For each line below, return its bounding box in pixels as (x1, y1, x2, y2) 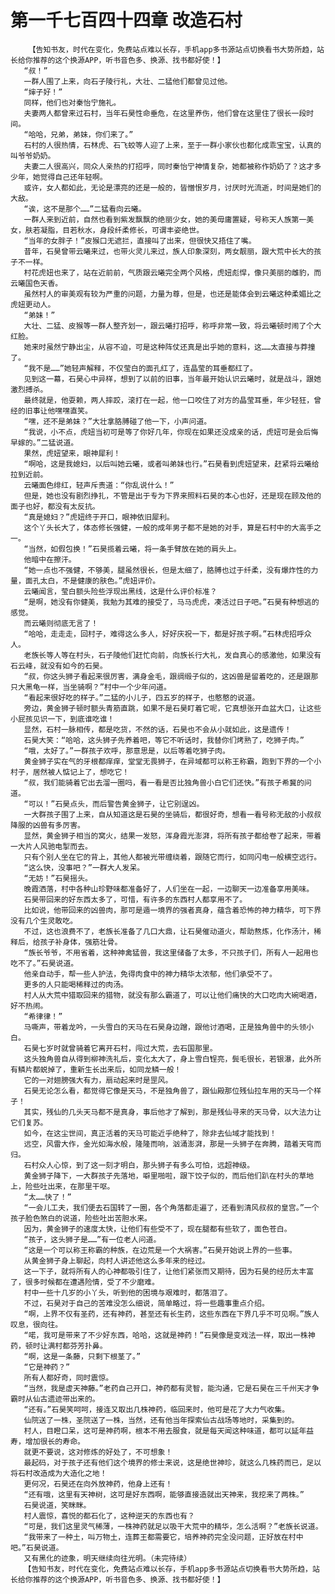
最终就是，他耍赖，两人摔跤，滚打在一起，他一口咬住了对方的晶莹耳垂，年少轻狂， (23, 395, 315, 405)
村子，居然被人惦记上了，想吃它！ (10, 767, 130, 777)
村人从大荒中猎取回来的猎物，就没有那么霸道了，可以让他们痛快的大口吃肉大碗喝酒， (23, 990, 322, 1000)
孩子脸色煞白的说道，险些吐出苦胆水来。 (10, 1213, 152, 1223)
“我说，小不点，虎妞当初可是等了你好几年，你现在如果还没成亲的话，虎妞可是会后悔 (23, 427, 319, 437)
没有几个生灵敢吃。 (10, 916, 78, 926)
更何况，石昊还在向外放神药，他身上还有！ (23, 1479, 173, 1489)
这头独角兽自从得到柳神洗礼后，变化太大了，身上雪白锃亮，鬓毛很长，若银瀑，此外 (23, 1054, 315, 1064)
